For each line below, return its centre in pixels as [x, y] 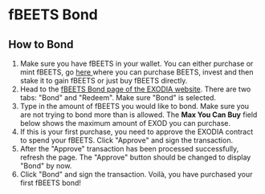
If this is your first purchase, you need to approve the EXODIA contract [137, 131]
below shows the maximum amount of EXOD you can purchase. [125, 123]
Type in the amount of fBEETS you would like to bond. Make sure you [135, 106]
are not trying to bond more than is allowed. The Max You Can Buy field [139, 115]
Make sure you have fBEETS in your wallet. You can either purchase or [137, 63]
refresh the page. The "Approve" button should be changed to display [135, 157]
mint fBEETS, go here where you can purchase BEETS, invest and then [137, 72]
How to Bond [41, 44]
